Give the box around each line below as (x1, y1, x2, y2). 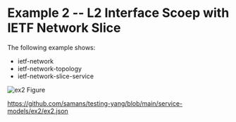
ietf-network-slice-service (17, 72, 94, 80)
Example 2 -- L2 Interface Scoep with (7, 5, 230, 21)
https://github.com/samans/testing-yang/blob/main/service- (7, 99, 183, 107)
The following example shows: (7, 43, 96, 51)
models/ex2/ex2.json (7, 106, 68, 115)
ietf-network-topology (17, 64, 82, 73)
